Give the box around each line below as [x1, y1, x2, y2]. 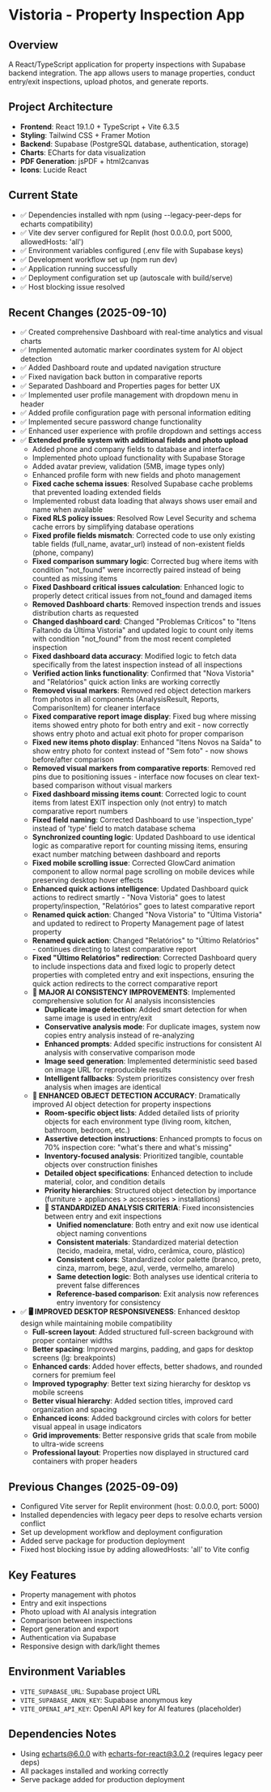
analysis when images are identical [44, 1082, 162, 1092]
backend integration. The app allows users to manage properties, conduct [8, 68, 256, 78]
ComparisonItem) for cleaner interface [32, 703, 161, 713]
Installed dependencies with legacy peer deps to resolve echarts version [19, 1511, 263, 1520]
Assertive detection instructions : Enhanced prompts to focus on [44, 1134, 263, 1144]
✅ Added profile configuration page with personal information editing [19, 408, 252, 418]
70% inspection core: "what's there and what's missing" [44, 1142, 232, 1153]
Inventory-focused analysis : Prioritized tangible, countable [44, 1151, 244, 1161]
